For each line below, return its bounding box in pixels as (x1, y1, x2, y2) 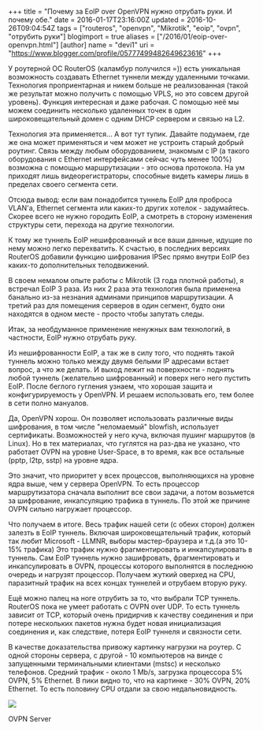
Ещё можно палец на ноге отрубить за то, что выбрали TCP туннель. (8, 594, 240, 602)
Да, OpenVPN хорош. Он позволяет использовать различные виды (8, 414, 234, 423)
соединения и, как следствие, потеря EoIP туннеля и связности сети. (8, 627, 243, 636)
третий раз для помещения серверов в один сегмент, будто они (8, 301, 225, 310)
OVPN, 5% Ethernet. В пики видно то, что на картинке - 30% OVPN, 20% (8, 676, 251, 685)
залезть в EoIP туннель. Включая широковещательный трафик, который (8, 528, 251, 537)
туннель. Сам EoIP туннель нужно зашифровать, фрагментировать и (8, 553, 240, 562)
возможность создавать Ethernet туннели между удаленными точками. (8, 73, 250, 81)
